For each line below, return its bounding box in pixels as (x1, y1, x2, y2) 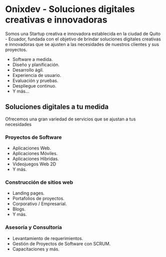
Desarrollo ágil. (12, 66, 44, 73)
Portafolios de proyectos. (12, 195, 65, 201)
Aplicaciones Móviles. (12, 150, 58, 156)
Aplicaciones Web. (12, 145, 51, 151)
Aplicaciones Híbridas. (12, 156, 59, 162)
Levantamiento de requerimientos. (12, 235, 83, 241)
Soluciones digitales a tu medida (5, 102, 109, 111)
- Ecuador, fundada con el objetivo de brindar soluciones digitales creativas (5, 36, 161, 42)
